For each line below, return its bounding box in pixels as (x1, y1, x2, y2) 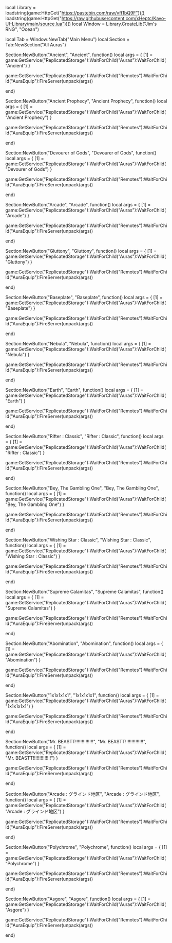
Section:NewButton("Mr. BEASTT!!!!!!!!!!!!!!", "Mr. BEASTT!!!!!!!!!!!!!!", (5, 739, 146, 744)
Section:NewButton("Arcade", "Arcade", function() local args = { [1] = (5, 202, 151, 207)
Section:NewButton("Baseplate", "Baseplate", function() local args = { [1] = (5, 294, 163, 300)
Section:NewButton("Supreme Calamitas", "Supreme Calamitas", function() (5, 589, 164, 595)
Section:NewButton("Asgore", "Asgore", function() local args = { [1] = (5, 896, 151, 902)
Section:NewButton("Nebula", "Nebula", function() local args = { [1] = (5, 341, 151, 346)
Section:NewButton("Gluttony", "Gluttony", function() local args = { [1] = (5, 248, 157, 254)
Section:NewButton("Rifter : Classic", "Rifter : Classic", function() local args (5, 433, 164, 439)
